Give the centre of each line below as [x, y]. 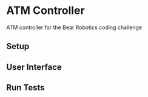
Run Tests [25, 88]
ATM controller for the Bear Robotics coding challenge [74, 27]
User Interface [34, 67]
